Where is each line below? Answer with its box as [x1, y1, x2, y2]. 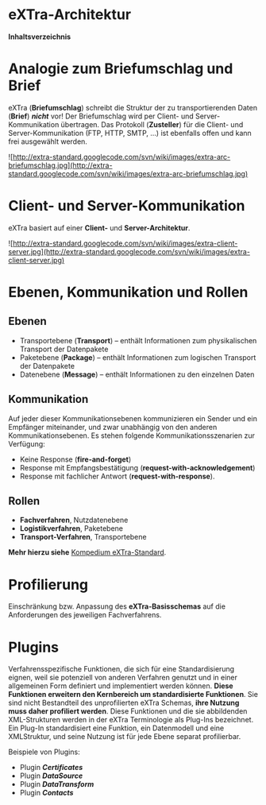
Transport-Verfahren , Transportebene [19, 532, 147, 542]
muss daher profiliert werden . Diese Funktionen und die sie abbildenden [8, 706, 248, 716]
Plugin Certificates [19, 763, 83, 772]
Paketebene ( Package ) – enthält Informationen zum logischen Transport [19, 352, 256, 362]
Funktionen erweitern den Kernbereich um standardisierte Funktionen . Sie [8, 690, 258, 699]
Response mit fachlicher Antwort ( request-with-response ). [19, 471, 215, 481]
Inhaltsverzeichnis [8, 32, 71, 41]
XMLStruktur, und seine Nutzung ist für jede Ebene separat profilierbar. [8, 732, 241, 741]
